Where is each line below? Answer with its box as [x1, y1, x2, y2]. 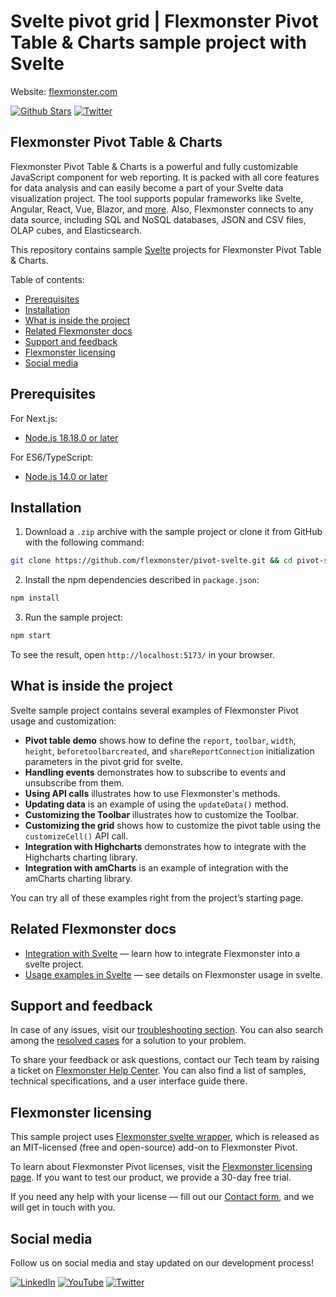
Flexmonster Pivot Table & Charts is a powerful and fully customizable [10, 160, 299, 172]
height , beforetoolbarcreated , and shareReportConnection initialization [24, 745, 315, 757]
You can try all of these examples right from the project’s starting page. [10, 891, 304, 904]
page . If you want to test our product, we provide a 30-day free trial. [10, 1171, 292, 1184]
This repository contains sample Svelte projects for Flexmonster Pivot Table [10, 243, 322, 255]
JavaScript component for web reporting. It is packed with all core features [10, 171, 320, 183]
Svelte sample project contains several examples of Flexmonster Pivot [10, 704, 299, 716]
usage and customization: [10, 715, 117, 727]
